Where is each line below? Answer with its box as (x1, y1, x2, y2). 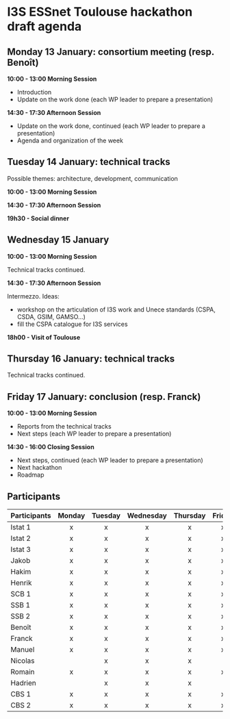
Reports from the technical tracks (16, 422, 112, 431)
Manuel (10, 645, 35, 655)
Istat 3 (10, 545, 31, 555)
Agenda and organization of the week (16, 136, 123, 144)
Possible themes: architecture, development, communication (7, 174, 178, 182)
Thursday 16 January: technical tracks (7, 353, 175, 365)
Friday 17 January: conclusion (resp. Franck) (7, 391, 201, 403)
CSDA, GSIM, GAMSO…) (16, 312, 86, 320)
